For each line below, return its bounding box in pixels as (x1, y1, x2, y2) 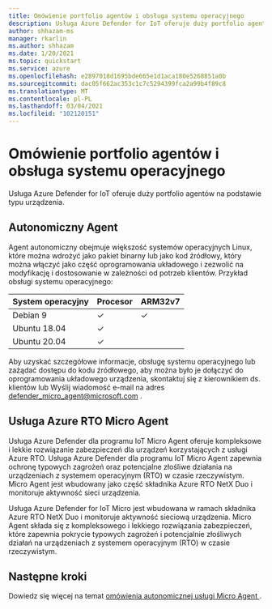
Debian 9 (12, 309, 47, 321)
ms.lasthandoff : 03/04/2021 (8, 102, 104, 110)
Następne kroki (8, 569, 87, 583)
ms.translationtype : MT (8, 87, 89, 96)
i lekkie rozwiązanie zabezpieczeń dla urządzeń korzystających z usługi (8, 445, 249, 454)
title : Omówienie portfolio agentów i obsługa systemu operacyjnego (8, 11, 244, 20)
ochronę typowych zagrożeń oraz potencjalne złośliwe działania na (8, 462, 232, 471)
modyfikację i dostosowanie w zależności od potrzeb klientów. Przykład (8, 268, 249, 278)
